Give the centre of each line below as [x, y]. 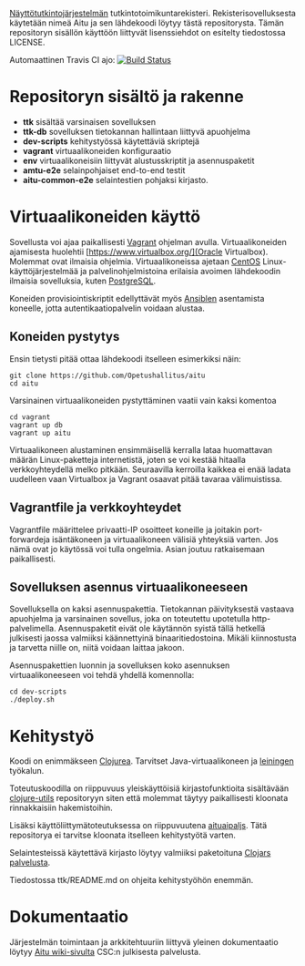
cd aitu [24, 383]
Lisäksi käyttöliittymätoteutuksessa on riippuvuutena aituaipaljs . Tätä [138, 826]
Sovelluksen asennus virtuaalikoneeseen [129, 587]
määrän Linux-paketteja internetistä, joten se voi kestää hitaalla [127, 459]
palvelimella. [33, 629]
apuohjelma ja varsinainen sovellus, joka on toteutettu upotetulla [130, 619]
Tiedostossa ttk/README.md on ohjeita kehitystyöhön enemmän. [132, 880]
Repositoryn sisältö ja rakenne [127, 97]
